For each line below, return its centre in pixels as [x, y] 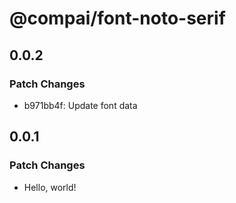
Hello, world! [50, 187]
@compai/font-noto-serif [117, 18]
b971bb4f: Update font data [80, 105]
